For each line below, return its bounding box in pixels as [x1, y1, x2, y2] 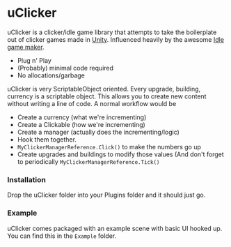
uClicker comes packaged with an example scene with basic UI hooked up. [7, 224, 223, 232]
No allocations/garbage [17, 71, 86, 80]
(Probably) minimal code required [17, 63, 113, 72]
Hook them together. [17, 135, 77, 144]
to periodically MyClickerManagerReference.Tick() [17, 157, 160, 165]
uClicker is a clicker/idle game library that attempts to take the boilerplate [7, 28, 217, 36]
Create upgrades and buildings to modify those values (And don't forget [17, 150, 224, 158]
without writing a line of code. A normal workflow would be [7, 99, 177, 107]
